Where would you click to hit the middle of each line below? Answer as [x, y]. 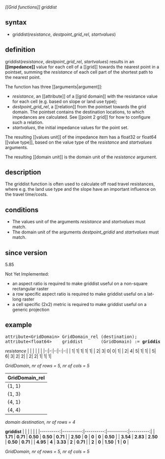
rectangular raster [30, 289]
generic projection [31, 310]
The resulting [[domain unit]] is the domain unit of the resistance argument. [81, 157]
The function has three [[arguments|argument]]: [54, 87]
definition [20, 50]
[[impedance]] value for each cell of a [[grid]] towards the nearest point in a [82, 67]
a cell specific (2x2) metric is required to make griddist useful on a [79, 305]
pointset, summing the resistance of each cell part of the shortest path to [79, 72]
